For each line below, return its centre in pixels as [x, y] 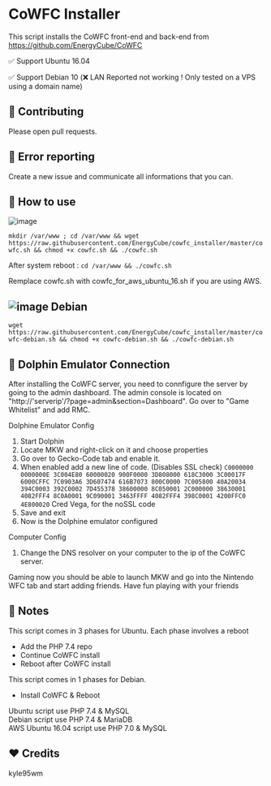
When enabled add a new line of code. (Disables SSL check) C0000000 [137, 467]
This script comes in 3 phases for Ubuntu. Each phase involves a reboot [129, 630]
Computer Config [37, 537]
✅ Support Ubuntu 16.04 [49, 61]
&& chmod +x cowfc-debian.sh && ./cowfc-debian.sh [146, 340]
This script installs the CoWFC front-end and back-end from [109, 37]
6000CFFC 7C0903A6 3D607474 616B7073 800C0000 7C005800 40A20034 [133, 482]
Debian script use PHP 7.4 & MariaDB [71, 719]
